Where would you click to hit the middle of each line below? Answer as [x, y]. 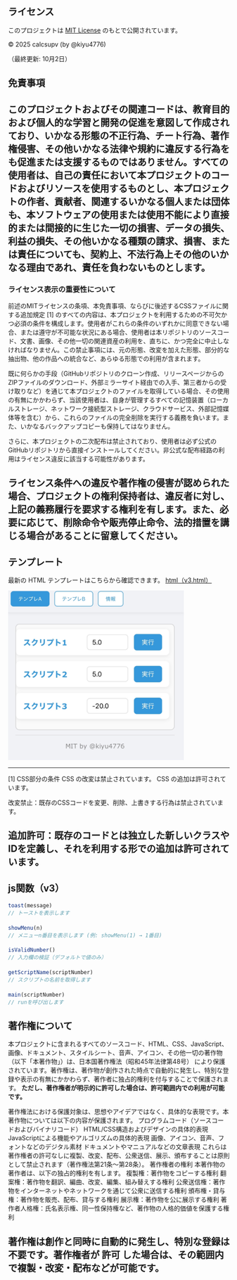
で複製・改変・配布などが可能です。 [86, 1268]
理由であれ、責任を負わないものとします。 [118, 268]
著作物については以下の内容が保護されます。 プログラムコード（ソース [110, 1120]
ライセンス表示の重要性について [62, 289]
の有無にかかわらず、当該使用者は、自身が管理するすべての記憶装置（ [109, 399]
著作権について [40, 1026]
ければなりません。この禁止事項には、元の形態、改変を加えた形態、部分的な [119, 350]
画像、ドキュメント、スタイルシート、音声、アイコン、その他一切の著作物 [115, 1053]
